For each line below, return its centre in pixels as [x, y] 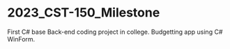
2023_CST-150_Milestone [84, 13]
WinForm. [21, 39]
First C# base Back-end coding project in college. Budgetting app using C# [115, 32]
